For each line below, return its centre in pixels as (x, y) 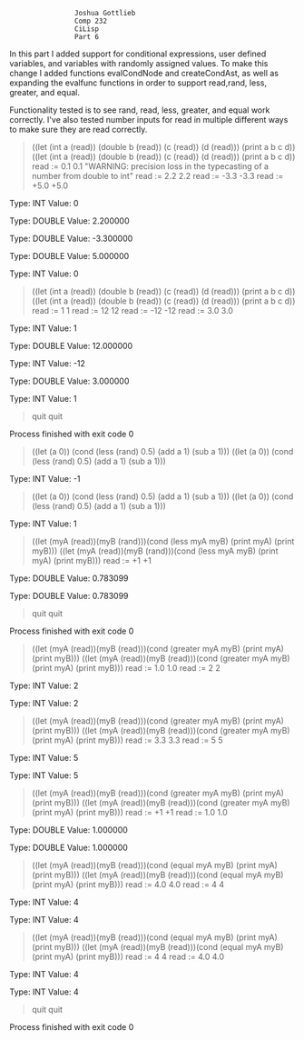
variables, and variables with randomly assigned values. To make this (139, 63)
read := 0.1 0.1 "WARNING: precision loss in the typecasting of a (150, 166)
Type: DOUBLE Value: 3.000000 (69, 381)
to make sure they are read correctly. (78, 129)
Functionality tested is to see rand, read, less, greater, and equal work (140, 110)
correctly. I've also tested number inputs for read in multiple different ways (149, 120)
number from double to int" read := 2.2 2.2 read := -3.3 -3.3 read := (157, 176)
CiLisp (87, 29)
